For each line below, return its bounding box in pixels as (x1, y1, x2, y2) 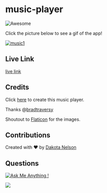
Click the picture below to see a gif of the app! (5, 30, 103, 36)
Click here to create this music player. (5, 96, 85, 103)
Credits (5, 83, 30, 92)
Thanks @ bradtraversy (5, 106, 53, 112)
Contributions (5, 131, 50, 139)
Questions (5, 159, 39, 168)
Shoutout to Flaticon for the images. (5, 116, 81, 122)
